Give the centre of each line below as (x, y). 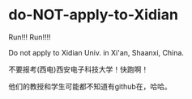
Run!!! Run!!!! (30, 37)
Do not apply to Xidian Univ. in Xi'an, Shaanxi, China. (96, 52)
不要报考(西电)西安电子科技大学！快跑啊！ (79, 69)
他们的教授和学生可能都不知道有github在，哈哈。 (90, 86)
